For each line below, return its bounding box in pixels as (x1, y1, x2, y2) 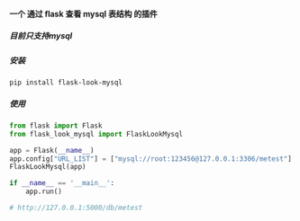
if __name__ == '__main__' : (9, 179, 115, 188)
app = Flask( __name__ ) (9, 146, 95, 155)
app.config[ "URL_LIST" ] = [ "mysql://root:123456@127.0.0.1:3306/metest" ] (9, 154, 293, 164)
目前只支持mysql (9, 31, 73, 41)
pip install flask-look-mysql (9, 77, 123, 87)
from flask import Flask (9, 121, 103, 130)
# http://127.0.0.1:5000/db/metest (9, 203, 143, 213)
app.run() (25, 187, 63, 197)
